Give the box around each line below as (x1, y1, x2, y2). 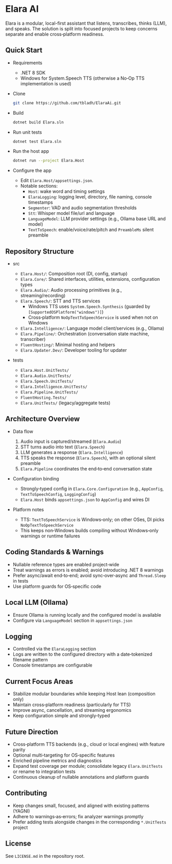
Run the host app (12, 148, 49, 154)
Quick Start (5, 46, 43, 55)
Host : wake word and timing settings (28, 188, 105, 194)
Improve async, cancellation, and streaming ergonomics (12, 707, 132, 713)
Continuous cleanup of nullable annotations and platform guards (12, 773, 149, 780)
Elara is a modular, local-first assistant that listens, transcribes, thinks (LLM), (5, 20, 167, 26)
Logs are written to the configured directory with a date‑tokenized (12, 651, 152, 657)
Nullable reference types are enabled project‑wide (12, 561, 120, 567)
